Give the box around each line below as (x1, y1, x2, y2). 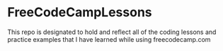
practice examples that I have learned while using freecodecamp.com (7, 35, 211, 43)
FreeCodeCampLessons (7, 4, 152, 21)
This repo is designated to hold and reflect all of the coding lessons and (7, 28, 217, 36)
